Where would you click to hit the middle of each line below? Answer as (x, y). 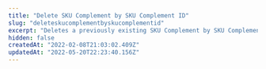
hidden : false (32, 38)
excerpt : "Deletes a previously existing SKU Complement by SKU (116, 30)
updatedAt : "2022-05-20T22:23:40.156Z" (74, 52)
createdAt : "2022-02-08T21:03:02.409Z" (74, 45)
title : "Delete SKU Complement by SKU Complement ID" (99, 15)
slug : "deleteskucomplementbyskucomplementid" (86, 23)
